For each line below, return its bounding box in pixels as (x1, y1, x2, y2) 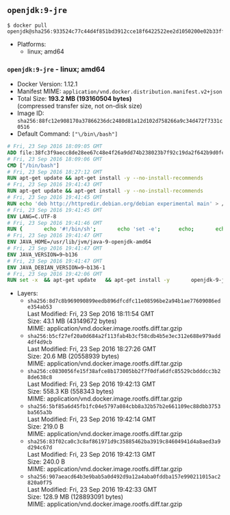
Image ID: (16, 109, 44, 117)
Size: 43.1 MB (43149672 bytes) (27, 317, 117, 325)
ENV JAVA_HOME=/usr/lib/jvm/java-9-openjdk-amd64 (7, 239, 152, 245)
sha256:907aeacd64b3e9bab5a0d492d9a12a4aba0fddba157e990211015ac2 (27, 473, 221, 481)
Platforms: (16, 40, 47, 48)
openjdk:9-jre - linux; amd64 (7, 64, 105, 74)
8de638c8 (27, 374, 53, 381)
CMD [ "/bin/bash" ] (7, 162, 60, 169)
